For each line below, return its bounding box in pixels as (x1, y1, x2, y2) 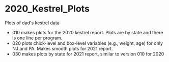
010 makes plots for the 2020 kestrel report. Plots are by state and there (12, 29, 163, 35)
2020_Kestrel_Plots (5, 3, 90, 15)
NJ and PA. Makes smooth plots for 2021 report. (12, 45, 113, 51)
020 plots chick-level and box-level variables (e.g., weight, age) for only (12, 40, 163, 46)
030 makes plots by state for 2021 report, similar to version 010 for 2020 (12, 51, 164, 57)
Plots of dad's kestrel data (5, 20, 60, 26)
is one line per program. (12, 35, 63, 41)
